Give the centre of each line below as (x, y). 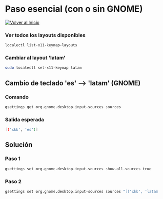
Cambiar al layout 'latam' (35, 58)
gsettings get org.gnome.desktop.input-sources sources (63, 107)
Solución (19, 145)
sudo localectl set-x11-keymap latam (43, 68)
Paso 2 (13, 181)
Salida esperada (25, 119)
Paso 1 (13, 159)
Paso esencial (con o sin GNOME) (74, 9)
